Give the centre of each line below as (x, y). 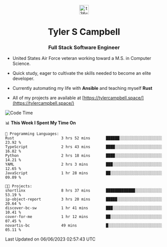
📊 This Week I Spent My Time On (40, 123)
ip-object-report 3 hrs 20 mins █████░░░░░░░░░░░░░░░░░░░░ (84, 200)
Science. (21, 64)
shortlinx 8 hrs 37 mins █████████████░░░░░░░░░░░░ (84, 191)
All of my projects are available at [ (48, 98)
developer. (23, 79)
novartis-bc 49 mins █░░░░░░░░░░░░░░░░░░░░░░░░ (84, 226)
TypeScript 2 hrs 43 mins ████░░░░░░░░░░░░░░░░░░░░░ (84, 147)
